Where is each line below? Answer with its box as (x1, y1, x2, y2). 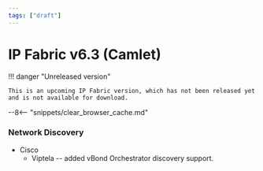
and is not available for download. (8, 94, 128, 102)
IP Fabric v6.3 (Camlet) (8, 45, 161, 63)
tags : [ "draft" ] (8, 11, 61, 20)
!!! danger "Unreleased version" (8, 72, 111, 81)
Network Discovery (8, 127, 84, 138)
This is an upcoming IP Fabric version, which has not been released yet (8, 87, 256, 95)
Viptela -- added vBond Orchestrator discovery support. (31, 153, 214, 162)
